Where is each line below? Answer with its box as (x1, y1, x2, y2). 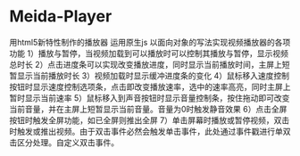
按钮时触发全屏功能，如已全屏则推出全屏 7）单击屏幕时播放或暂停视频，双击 (9, 114, 290, 126)
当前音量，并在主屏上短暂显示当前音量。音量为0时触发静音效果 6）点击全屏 (9, 103, 287, 114)
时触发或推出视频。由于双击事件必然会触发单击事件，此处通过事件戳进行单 (9, 126, 283, 136)
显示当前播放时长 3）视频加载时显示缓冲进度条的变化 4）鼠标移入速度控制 (16, 70, 290, 81)
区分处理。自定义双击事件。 (16, 136, 119, 148)
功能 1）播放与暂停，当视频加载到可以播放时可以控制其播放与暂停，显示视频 (9, 47, 288, 59)
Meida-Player (9, 6, 112, 27)
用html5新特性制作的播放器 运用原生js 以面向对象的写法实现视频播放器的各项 (9, 37, 291, 47)
